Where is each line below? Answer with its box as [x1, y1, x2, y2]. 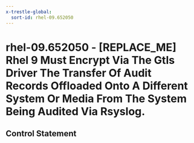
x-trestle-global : [5, 8, 52, 15]
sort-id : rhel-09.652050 [11, 14, 74, 21]
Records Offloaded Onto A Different [5, 79, 189, 92]
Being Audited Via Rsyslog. [5, 104, 146, 118]
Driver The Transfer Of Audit [5, 66, 152, 80]
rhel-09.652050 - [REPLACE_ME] [5, 40, 176, 54]
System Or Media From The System [5, 92, 187, 106]
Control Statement [5, 129, 77, 139]
